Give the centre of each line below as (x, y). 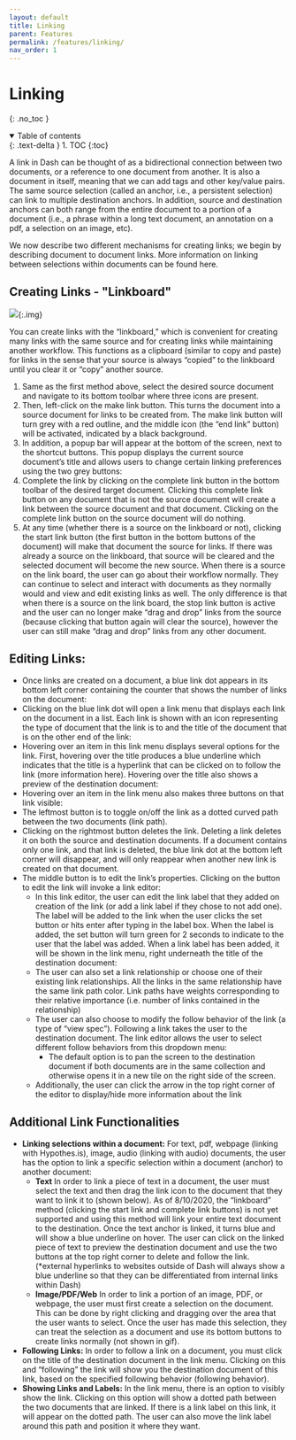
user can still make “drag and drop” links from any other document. (144, 631)
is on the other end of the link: (76, 737)
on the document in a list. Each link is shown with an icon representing (150, 717)
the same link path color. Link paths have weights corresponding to (157, 991)
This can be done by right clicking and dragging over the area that (156, 1312)
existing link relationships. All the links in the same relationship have (159, 981)
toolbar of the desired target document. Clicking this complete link (142, 490)
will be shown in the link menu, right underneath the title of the (149, 953)
